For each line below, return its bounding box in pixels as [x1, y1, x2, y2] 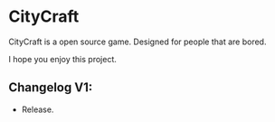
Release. [21, 104, 54, 115]
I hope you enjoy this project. [8, 53, 117, 64]
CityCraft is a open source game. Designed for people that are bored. [8, 36, 267, 47]
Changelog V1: [8, 80, 93, 96]
